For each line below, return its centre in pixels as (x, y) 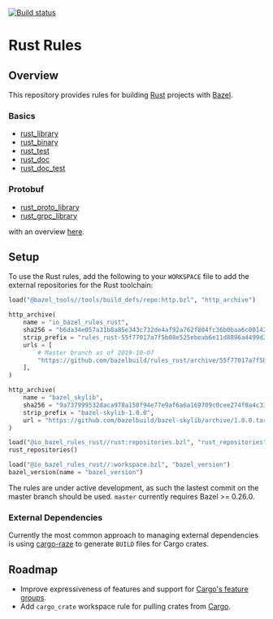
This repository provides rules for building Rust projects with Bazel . (121, 95)
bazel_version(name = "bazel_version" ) (76, 473)
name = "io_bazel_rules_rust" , (76, 323)
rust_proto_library (50, 207)
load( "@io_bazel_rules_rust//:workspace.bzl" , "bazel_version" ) (119, 465)
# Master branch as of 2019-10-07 (96, 353)
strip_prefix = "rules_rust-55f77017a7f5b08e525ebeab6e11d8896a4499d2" (147, 338)
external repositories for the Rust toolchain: (81, 286)
